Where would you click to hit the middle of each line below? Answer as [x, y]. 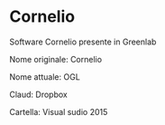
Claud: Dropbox [38, 94]
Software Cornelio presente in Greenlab [83, 42]
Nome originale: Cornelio [55, 59]
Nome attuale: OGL [45, 77]
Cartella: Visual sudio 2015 [59, 111]
